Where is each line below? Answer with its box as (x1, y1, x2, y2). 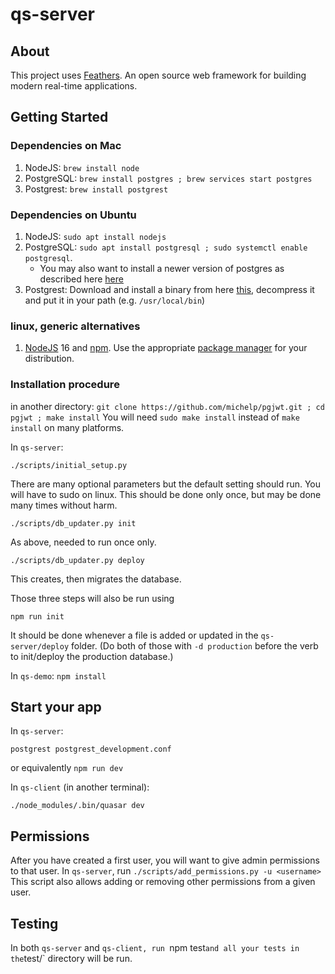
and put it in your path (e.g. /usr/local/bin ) (24, 294, 206, 306)
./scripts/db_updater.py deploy (10, 555, 145, 565)
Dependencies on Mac (10, 139, 122, 153)
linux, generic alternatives (10, 319, 141, 333)
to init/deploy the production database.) (10, 650, 174, 662)
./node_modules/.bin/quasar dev (10, 801, 145, 811)
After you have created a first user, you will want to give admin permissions (10, 854, 320, 867)
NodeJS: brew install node (24, 161, 140, 173)
